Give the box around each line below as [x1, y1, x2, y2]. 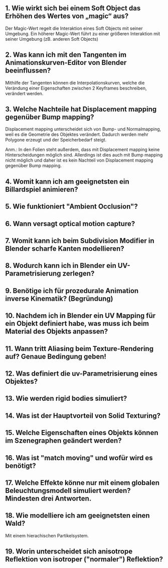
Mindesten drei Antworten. [5, 494, 92, 503]
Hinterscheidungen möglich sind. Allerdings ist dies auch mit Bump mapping [5, 152, 163, 158]
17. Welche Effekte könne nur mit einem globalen [5, 478, 159, 487]
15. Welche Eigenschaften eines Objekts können [5, 429, 158, 437]
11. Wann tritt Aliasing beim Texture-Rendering [5, 344, 154, 353]
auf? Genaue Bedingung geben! [5, 352, 107, 361]
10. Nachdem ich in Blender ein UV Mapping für [5, 312, 156, 320]
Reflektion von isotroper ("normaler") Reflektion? [5, 555, 163, 563]
